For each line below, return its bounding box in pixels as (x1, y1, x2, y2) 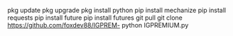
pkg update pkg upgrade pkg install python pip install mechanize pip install (7, 6, 226, 14)
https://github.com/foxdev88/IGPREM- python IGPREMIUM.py (7, 21, 189, 29)
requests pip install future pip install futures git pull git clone (7, 13, 183, 22)
